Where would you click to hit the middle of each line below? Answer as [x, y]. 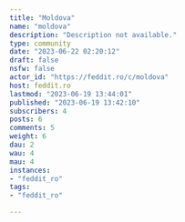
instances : [30, 170]
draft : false [34, 60]
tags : [20, 187]
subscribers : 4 [38, 111]
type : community [40, 43]
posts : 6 [26, 119]
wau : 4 [22, 153]
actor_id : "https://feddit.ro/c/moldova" [89, 77]
